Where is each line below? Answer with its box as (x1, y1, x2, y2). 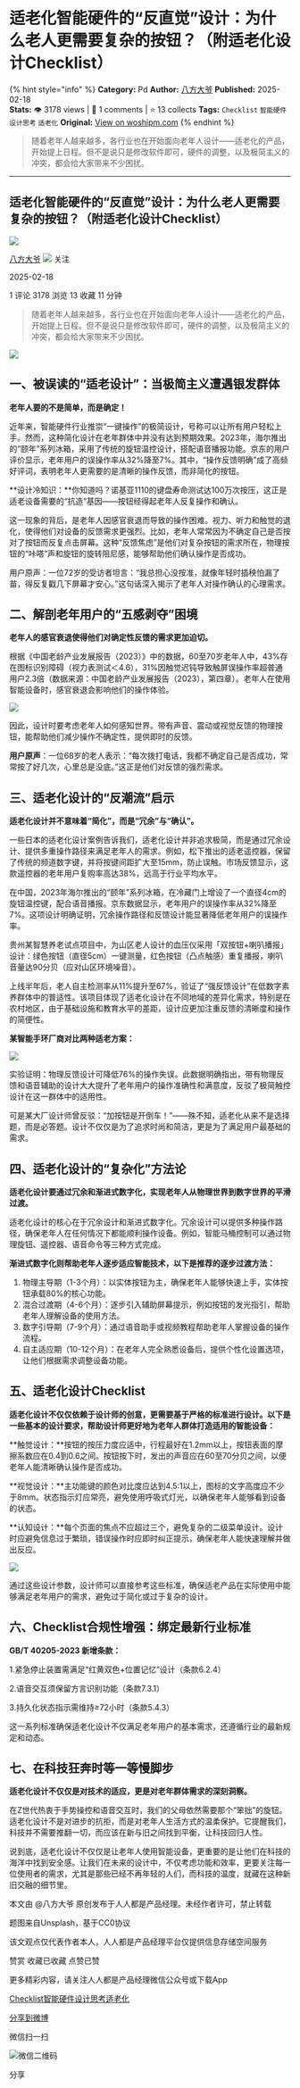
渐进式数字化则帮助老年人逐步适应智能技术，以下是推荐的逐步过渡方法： (9, 1258, 275, 1269)
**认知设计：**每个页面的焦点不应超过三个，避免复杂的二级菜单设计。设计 (9, 1521, 284, 1532)
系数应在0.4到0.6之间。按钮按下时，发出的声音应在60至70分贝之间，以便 (16, 1450, 287, 1460)
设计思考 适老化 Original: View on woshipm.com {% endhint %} (9, 117, 235, 128)
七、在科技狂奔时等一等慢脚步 (9, 1760, 174, 1776)
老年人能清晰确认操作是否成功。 (9, 1461, 127, 1472)
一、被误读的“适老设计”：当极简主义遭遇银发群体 (9, 377, 280, 392)
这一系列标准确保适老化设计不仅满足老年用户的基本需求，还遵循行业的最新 (9, 1720, 283, 1732)
